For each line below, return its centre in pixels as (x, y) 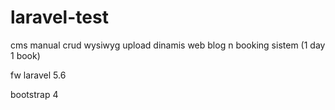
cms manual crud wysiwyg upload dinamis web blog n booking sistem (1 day (168, 45)
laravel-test (59, 17)
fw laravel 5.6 (38, 75)
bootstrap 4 (34, 94)
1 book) (25, 55)
